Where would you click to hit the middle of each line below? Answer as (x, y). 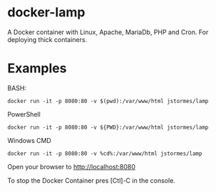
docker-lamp (46, 12)
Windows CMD (29, 140)
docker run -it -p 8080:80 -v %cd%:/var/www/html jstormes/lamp (105, 154)
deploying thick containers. (47, 39)
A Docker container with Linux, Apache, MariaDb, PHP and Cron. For (108, 32)
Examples (37, 69)
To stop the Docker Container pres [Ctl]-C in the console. (92, 180)
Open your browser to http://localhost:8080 (71, 166)
